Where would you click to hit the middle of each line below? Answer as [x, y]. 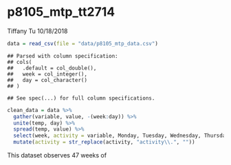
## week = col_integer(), [47, 74]
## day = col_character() [47, 80]
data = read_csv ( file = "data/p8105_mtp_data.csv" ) [82, 43]
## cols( [20, 62]
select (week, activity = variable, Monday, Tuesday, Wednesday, [107, 136]
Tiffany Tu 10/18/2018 [37, 31]
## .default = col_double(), [52, 68]
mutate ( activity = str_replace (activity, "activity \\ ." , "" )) [104, 142]
